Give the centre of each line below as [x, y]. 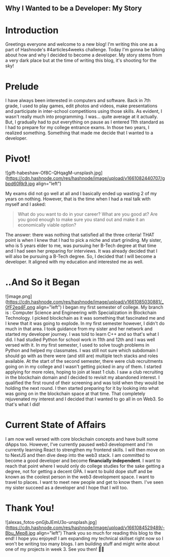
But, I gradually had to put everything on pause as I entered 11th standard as [85, 122]
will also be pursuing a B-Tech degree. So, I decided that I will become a [81, 257]
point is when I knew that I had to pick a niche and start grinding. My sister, [84, 240]
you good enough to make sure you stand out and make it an [81, 220]
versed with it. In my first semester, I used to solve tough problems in [77, 345]
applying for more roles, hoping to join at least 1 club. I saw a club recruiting [84, 372]
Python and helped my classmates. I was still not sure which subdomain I [82, 351]
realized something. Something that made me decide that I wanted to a [79, 133]
